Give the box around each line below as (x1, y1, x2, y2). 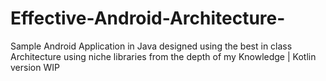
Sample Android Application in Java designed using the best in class (10, 40, 293, 52)
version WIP (10, 61, 60, 73)
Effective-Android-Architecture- (10, 7, 286, 30)
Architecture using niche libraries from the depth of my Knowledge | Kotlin (10, 50, 317, 62)
